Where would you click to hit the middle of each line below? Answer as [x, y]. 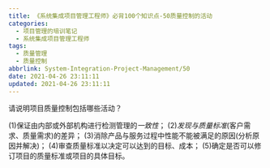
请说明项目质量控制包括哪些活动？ [65, 108]
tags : [17, 46]
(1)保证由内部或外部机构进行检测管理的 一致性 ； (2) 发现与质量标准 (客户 [126, 125]
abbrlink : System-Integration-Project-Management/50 [99, 69]
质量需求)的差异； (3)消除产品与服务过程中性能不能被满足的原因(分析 [137, 136]
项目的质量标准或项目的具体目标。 [72, 156]
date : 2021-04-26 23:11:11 [54, 76]
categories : [28, 24]
